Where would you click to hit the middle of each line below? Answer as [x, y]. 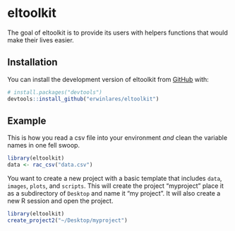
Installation [32, 63]
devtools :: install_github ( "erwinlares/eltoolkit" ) [83, 99]
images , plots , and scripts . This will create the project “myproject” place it [116, 186]
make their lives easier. [41, 40]
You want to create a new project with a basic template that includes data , [115, 179]
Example [27, 120]
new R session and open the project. [60, 201]
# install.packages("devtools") [55, 92]
